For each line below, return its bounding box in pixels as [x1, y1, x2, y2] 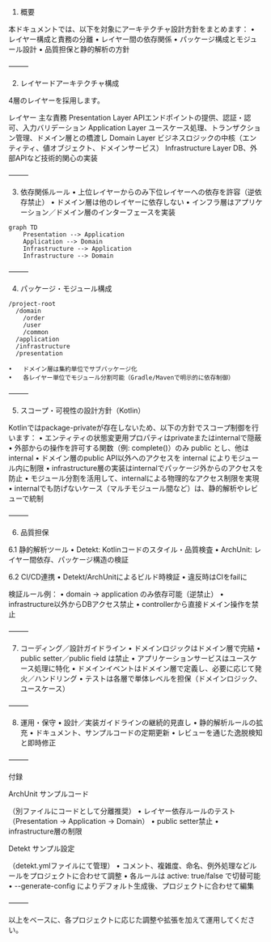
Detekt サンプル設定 [8, 844, 75, 853]
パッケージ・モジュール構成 [19, 284, 112, 293]
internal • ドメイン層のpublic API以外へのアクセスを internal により [8, 453, 231, 463]
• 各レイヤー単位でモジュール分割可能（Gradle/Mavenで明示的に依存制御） [8, 374, 235, 382]
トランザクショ [210, 123, 261, 132]
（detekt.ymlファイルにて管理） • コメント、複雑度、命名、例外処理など [8, 861, 250, 870]
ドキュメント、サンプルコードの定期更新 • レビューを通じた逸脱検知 [35, 728, 263, 737]
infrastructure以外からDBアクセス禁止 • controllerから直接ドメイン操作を [8, 600, 252, 609]
